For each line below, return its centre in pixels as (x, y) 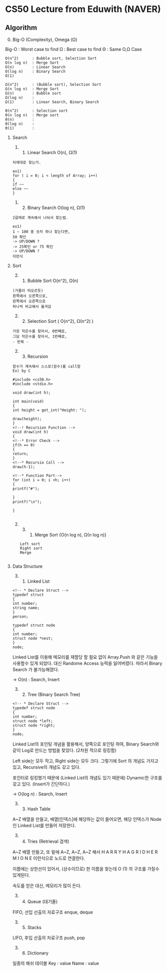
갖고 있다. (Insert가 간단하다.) (41, 784)
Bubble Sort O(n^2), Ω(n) (53, 281)
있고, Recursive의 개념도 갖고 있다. (46, 767)
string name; (26, 608)
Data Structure (27, 566)
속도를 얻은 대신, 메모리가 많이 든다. (47, 886)
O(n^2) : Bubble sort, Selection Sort (51, 58)
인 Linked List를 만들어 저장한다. (44, 825)
